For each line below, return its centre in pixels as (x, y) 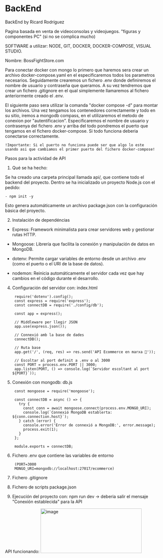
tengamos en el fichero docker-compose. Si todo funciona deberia (72, 131)
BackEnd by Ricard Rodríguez (35, 22)
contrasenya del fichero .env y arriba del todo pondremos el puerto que (77, 126)
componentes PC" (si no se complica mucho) (50, 36)
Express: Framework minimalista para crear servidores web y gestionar (83, 229)
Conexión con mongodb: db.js (42, 382)
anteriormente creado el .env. (34, 96)
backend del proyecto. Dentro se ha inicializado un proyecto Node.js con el (80, 182)
